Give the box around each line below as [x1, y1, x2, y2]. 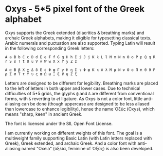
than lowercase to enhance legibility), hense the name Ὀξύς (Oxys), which [5, 106, 155, 112]
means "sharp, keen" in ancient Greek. [5, 111, 83, 117]
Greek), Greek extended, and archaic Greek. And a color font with [5, 140, 137, 146]
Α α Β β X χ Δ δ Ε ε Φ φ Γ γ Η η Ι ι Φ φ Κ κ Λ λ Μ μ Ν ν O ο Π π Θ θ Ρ [5, 67, 156, 72]
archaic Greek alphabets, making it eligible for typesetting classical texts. [5, 35, 152, 41]
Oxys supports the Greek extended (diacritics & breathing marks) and [5, 30, 145, 35]
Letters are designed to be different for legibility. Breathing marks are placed [5, 80, 159, 86]
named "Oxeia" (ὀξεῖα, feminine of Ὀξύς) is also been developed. [21, 145, 154, 151]
